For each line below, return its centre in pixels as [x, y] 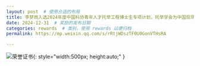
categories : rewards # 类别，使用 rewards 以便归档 [69, 28]
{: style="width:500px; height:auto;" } [79, 56]
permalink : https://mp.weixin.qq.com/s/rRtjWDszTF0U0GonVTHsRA [86, 34]
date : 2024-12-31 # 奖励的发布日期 [49, 23]
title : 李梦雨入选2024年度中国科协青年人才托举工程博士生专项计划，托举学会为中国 [96, 17]
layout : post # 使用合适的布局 [43, 12]
